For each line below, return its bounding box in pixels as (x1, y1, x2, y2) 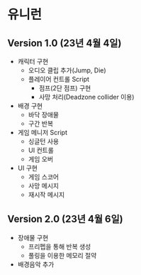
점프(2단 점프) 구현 (38, 84, 91, 92)
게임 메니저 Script (17, 129, 68, 136)
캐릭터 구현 (17, 58, 49, 65)
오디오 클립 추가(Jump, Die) (28, 66, 106, 75)
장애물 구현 (17, 233, 49, 242)
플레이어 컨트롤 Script (28, 75, 90, 83)
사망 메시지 (28, 182, 59, 190)
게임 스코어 (28, 173, 59, 181)
